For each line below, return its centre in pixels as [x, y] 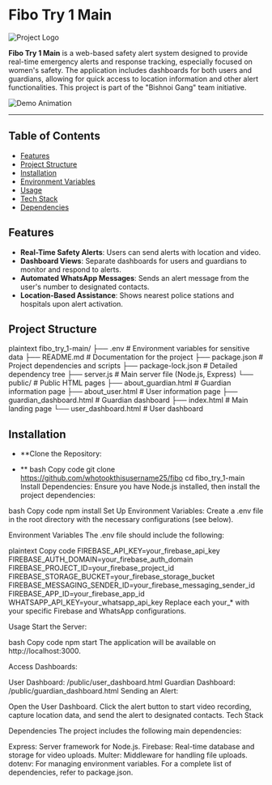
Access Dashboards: [43, 667]
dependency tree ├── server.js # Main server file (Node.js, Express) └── [131, 375]
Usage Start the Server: [48, 627]
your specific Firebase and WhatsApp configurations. [97, 611]
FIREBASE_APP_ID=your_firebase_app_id [77, 594]
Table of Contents [55, 136]
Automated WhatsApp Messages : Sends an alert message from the [134, 278]
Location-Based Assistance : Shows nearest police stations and [127, 295]
